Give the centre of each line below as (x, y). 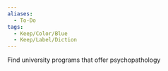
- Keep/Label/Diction (46, 40)
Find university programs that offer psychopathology (84, 60)
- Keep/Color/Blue (41, 33)
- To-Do (25, 20)
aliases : (20, 14)
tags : (15, 27)
